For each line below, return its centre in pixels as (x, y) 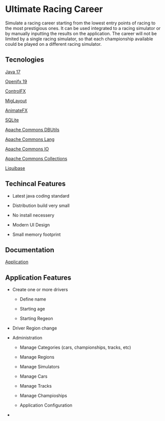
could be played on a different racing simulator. (53, 44)
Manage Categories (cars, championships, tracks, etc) (75, 347)
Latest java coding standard (41, 196)
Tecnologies (25, 60)
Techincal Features (36, 184)
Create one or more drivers (40, 290)
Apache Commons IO (27, 149)
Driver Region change (35, 328)
